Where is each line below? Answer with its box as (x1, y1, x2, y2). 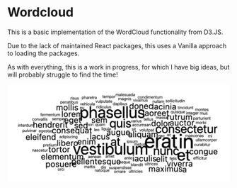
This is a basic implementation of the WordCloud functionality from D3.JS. (7, 28, 224, 36)
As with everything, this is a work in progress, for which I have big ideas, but (7, 62, 230, 71)
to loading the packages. (7, 49, 80, 57)
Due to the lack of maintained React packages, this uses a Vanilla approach (7, 41, 227, 50)
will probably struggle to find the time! (7, 70, 118, 79)
